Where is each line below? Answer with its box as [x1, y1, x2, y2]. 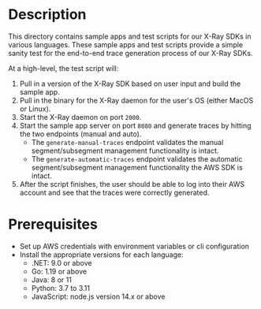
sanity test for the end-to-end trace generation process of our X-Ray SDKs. [8, 48, 253, 58]
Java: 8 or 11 [31, 274, 73, 285]
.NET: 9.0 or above [31, 258, 92, 267]
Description [8, 6, 87, 24]
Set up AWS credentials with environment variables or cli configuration [19, 241, 250, 251]
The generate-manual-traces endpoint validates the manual [31, 137, 224, 147]
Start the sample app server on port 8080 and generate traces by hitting [19, 121, 252, 130]
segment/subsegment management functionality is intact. [31, 146, 219, 155]
